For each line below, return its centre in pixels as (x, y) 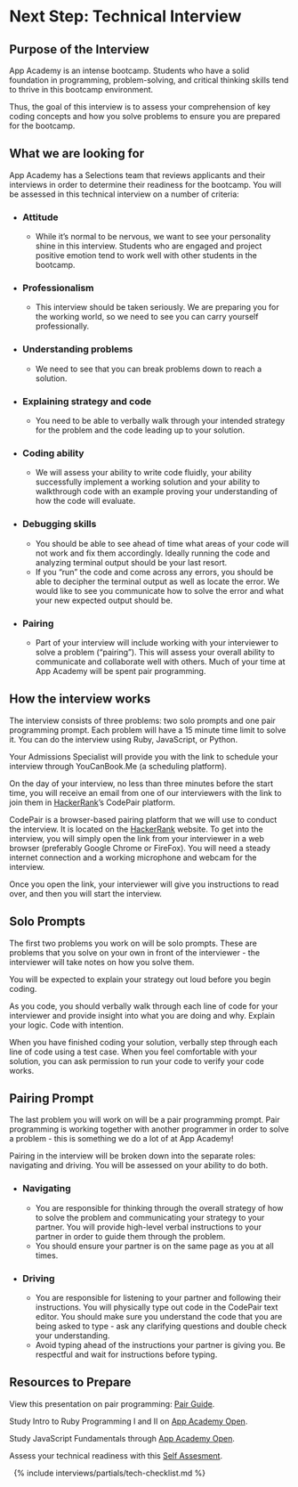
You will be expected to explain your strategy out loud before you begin (140, 979)
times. (47, 1255)
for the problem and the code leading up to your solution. (140, 430)
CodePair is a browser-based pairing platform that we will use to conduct (143, 819)
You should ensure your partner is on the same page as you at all (154, 1246)
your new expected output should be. (104, 600)
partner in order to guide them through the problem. (130, 1236)
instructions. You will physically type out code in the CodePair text (157, 1307)
